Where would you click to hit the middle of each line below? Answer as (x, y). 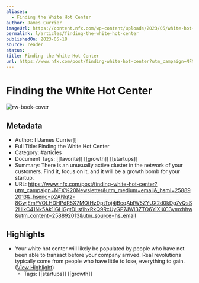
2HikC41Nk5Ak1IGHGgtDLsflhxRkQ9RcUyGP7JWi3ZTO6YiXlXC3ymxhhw (104, 209)
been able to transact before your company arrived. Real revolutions (98, 255)
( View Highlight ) (34, 268)
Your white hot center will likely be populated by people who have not (99, 249)
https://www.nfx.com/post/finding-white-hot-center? (93, 184)
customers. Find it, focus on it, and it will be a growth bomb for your (97, 171)
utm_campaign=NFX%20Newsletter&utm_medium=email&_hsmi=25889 (102, 190)
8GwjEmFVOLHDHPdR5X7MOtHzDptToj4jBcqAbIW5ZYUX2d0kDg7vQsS (103, 203)
